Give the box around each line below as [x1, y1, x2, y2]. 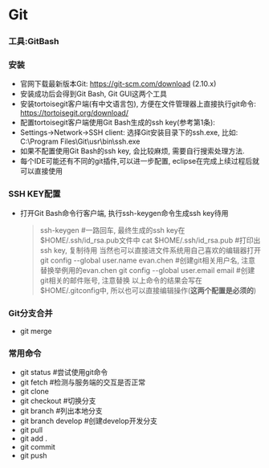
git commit [19, 442, 56, 452]
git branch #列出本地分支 [19, 406, 103, 416]
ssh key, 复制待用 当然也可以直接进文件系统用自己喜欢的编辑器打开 [39, 245, 262, 254]
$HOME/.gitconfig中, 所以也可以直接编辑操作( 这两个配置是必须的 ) [39, 285, 257, 295]
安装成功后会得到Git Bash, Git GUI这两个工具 [19, 89, 167, 99]
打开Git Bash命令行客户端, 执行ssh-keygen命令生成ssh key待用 [19, 208, 229, 218]
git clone [19, 387, 50, 397]
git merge [19, 327, 52, 336]
